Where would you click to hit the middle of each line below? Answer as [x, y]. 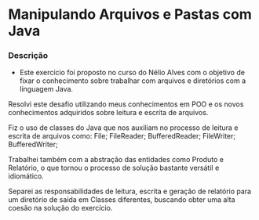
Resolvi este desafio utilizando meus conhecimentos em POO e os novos [126, 104]
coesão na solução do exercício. [60, 208]
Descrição [28, 56]
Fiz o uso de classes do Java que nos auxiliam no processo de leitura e [123, 128]
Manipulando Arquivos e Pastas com [130, 14]
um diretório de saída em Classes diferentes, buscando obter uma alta [122, 200]
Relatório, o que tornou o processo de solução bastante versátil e [114, 168]
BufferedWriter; [33, 144]
